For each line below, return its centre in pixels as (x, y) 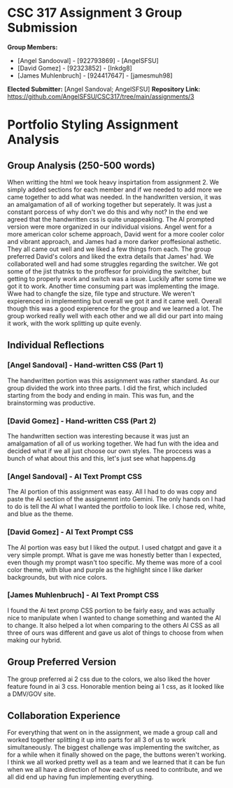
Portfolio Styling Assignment (93, 125)
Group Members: (33, 47)
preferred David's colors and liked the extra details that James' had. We (111, 256)
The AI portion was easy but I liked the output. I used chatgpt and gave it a (114, 547)
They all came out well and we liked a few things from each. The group (109, 249)
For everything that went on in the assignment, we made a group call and (113, 733)
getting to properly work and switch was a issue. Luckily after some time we (117, 278)
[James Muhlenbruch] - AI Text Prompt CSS (83, 595)
